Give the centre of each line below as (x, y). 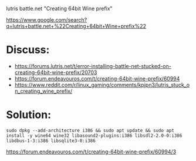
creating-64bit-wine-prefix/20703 (56, 72)
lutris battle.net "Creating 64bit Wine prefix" (59, 9)
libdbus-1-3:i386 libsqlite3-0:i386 (51, 140)
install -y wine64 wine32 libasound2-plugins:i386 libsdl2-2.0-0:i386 (94, 135)
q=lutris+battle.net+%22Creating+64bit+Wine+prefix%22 (76, 26)
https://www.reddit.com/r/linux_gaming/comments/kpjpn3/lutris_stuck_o (102, 85)
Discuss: (28, 50)
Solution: (29, 115)
